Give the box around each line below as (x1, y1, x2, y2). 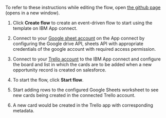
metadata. (12, 108, 34, 113)
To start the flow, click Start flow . (12, 77, 84, 83)
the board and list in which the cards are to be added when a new (12, 62, 152, 67)
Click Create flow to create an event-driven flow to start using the (12, 20, 153, 26)
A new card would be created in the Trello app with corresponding (12, 102, 153, 108)
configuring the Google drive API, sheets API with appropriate (12, 41, 144, 47)
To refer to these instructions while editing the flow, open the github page (5, 5, 161, 10)
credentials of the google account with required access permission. (12, 46, 156, 52)
